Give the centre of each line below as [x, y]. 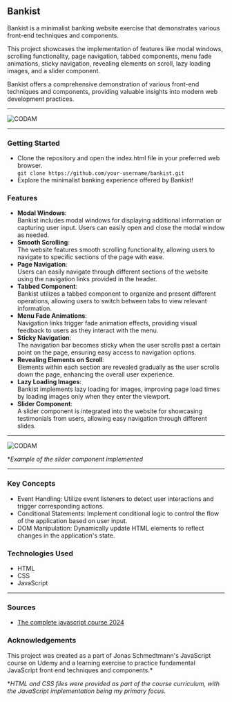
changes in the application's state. [66, 535]
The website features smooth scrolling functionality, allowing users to [116, 250]
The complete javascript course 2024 [70, 623]
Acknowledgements [42, 641]
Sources [21, 607]
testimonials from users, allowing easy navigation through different [112, 419]
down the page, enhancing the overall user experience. [96, 374]
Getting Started [33, 143]
